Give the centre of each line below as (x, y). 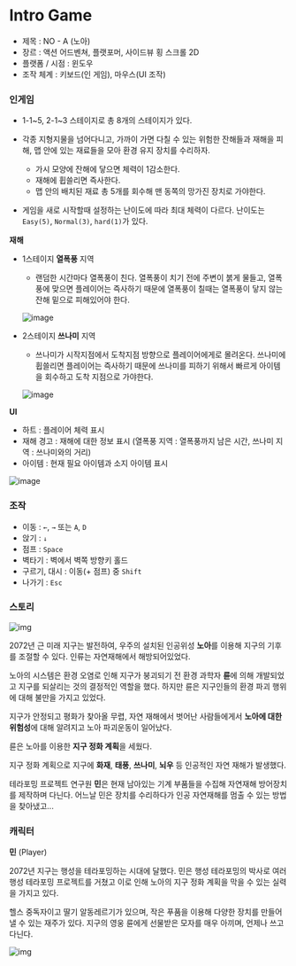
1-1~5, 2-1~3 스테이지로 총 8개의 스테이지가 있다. (107, 121)
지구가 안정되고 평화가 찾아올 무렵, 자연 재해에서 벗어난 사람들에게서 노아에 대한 (146, 716)
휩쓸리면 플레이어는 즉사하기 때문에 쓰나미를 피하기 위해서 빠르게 (146, 366)
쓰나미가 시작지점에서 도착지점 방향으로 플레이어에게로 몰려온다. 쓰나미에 (160, 354)
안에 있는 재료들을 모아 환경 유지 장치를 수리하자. (126, 151)
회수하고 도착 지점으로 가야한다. (99, 377)
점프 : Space (42, 549)
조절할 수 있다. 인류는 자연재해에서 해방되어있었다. (104, 656)
